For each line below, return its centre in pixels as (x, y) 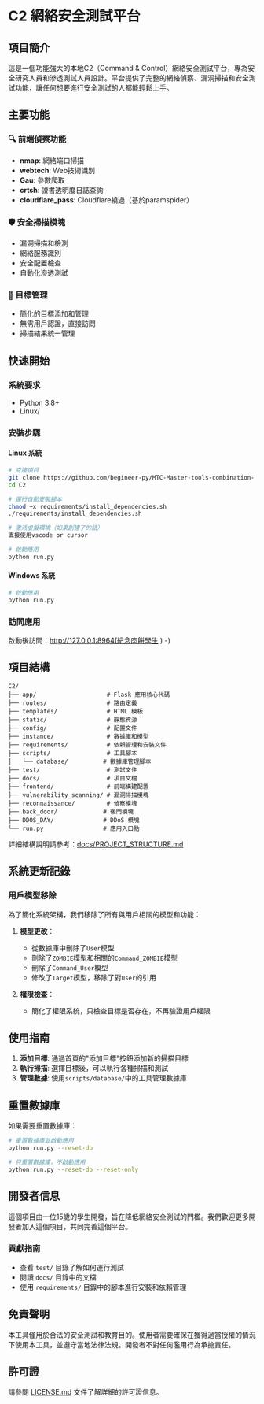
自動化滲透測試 (44, 272)
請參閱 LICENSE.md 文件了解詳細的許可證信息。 (86, 1392)
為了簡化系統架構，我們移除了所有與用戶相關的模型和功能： (104, 914)
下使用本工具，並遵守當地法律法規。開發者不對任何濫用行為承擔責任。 (122, 1344)
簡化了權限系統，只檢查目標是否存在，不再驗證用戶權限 (121, 1011)
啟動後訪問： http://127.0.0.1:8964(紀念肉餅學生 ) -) (90, 641)
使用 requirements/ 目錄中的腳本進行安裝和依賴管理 (103, 1287)
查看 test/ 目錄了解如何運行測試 (71, 1267)
